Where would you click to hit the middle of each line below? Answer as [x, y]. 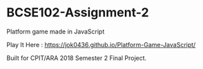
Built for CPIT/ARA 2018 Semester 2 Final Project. [77, 58]
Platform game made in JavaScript [56, 31]
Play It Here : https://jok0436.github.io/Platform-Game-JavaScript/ [101, 44]
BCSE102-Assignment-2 [78, 13]
